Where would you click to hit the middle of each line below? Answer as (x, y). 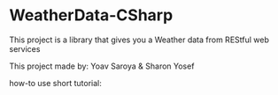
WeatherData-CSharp (91, 15)
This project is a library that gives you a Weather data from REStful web (139, 40)
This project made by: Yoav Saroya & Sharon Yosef (102, 66)
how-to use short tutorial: (55, 83)
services (25, 48)
